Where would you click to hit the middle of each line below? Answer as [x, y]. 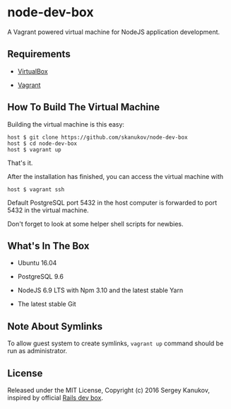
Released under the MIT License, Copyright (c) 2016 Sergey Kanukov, [109, 390]
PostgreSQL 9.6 [40, 277]
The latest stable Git [47, 304]
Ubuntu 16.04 [37, 263]
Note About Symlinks [55, 326]
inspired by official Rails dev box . [55, 398]
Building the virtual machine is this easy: [66, 124]
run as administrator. [37, 351]
